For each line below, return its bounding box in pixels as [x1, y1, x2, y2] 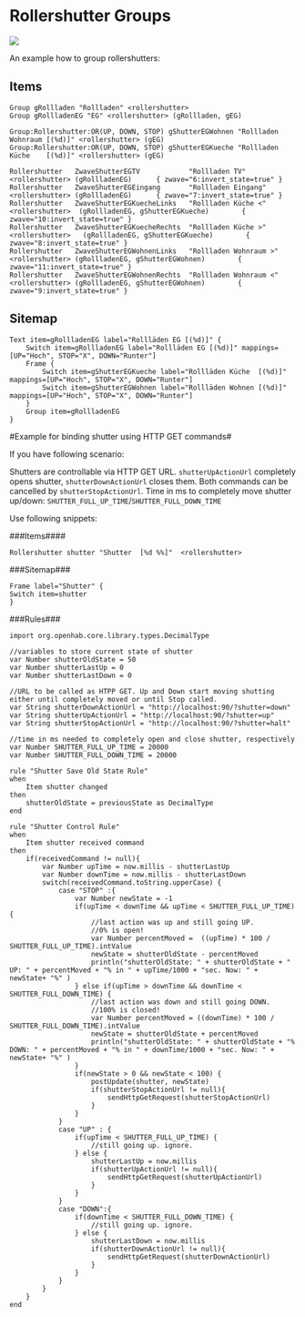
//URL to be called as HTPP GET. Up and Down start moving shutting [9, 686, 275, 696]
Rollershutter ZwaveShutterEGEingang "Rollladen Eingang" [9, 183, 267, 192]
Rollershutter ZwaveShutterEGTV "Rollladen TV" [9, 167, 247, 176]
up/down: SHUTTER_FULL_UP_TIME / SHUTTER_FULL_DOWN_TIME [9, 495, 222, 506]
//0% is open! [90, 926, 145, 935]
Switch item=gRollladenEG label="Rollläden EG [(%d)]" [25, 343, 239, 352]
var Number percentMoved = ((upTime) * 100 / [90, 934, 271, 943]
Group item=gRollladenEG [25, 407, 120, 416]
